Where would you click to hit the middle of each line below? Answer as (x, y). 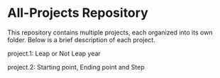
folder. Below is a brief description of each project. (82, 39)
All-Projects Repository (78, 13)
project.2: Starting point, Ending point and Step (76, 67)
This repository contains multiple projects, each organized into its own (110, 32)
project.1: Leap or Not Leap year (54, 53)
